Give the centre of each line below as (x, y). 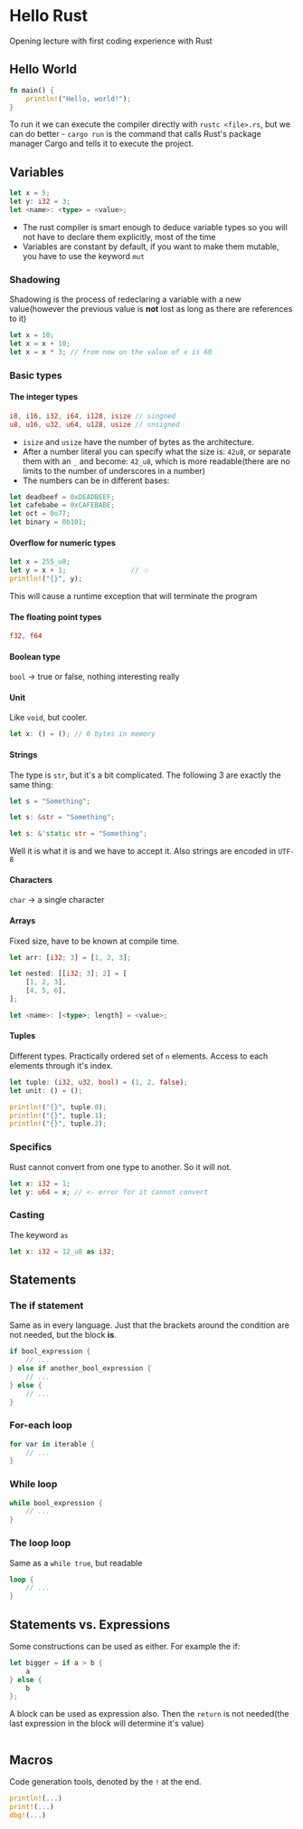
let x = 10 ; (32, 335)
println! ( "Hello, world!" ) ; (78, 99)
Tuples (23, 1036)
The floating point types (56, 616)
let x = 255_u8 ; (40, 562)
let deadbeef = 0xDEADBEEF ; (62, 497)
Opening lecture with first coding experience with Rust (111, 41)
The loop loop (40, 1544)
